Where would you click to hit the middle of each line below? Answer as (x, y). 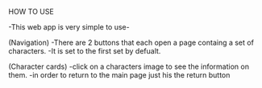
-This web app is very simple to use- (69, 27)
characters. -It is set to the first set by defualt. (85, 51)
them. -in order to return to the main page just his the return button (119, 75)
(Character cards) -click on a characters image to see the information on (129, 66)
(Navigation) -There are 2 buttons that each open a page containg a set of (131, 42)
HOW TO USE (31, 12)
